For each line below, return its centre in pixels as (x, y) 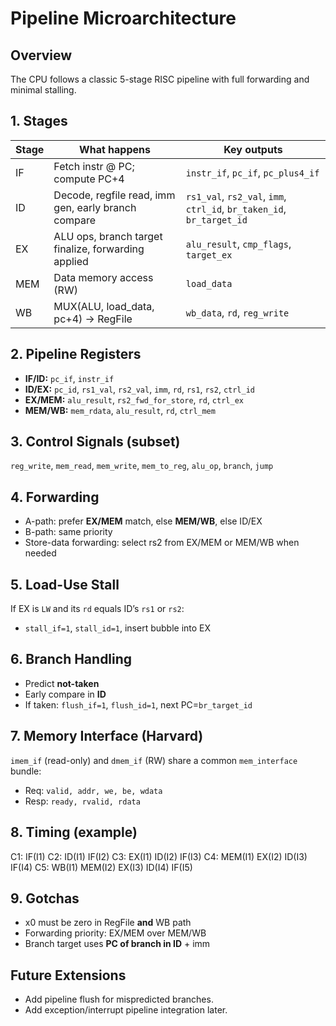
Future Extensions (68, 975)
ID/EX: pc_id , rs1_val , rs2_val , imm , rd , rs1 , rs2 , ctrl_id (140, 389)
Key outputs (253, 149)
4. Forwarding (55, 497)
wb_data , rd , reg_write (237, 312)
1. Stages (39, 121)
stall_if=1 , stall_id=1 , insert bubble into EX (118, 628)
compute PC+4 (89, 179)
